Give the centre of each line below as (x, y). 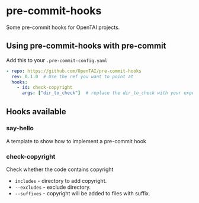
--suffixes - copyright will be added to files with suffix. (82, 194)
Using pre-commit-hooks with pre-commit (86, 46)
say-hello (20, 128)
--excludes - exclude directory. (52, 187)
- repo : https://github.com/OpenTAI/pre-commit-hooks (74, 71)
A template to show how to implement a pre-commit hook (76, 141)
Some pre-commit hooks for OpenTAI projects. (63, 27)
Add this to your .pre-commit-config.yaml (57, 60)
